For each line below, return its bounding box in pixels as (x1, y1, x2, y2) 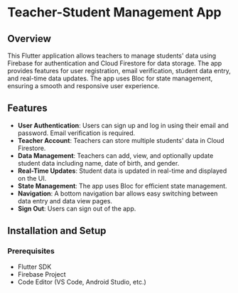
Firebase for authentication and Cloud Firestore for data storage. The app (7, 59, 222, 68)
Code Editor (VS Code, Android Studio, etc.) (17, 277, 147, 286)
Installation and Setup (7, 225, 107, 237)
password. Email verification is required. (17, 129, 136, 137)
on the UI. (17, 174, 47, 182)
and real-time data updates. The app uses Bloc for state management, (7, 74, 213, 82)
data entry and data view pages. (17, 196, 112, 205)
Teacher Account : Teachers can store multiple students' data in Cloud (17, 136, 225, 144)
